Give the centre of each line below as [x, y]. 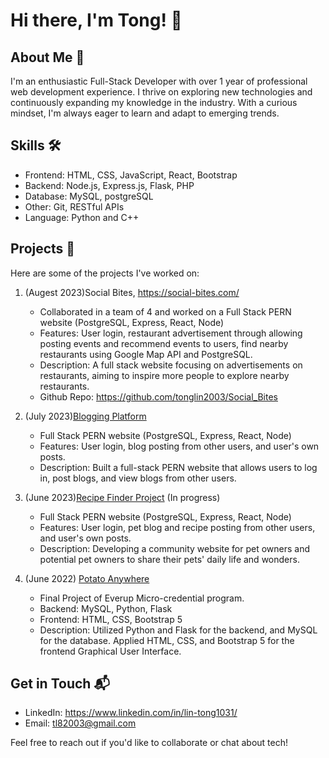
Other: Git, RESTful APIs [74, 206]
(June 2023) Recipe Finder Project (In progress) [122, 497]
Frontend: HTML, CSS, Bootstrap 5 [111, 619]
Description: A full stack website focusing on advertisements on [171, 365]
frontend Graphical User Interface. [110, 651]
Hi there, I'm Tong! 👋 [96, 20]
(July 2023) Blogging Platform [85, 416]
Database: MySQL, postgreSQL [89, 196]
